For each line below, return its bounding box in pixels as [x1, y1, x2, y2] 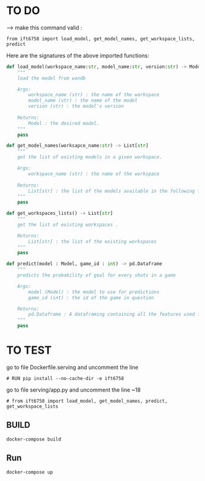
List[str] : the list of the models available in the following [28, 188, 195, 194]
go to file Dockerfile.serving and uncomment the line [6, 364, 138, 371]
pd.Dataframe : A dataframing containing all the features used [28, 311, 195, 318]
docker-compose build [6, 436, 62, 442]
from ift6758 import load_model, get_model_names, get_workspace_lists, [6, 35, 195, 42]
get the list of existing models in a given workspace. [17, 154, 163, 160]
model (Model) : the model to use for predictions [28, 289, 160, 295]
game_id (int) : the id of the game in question [28, 294, 154, 300]
